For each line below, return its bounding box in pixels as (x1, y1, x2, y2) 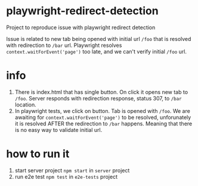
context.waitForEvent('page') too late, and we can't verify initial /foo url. (6, 48, 187, 55)
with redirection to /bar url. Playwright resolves (6, 42, 122, 49)
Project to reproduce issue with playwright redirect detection (6, 24, 156, 31)
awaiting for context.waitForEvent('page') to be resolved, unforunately (14, 114, 191, 121)
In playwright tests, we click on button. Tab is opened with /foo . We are (14, 107, 191, 114)
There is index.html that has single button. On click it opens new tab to (14, 88, 188, 96)
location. (14, 101, 37, 108)
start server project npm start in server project (14, 166, 130, 174)
